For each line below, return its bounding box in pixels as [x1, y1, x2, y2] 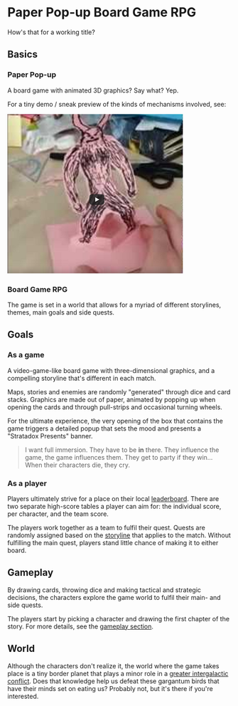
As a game [7, 350, 45, 360]
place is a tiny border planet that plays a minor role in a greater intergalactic [7, 669, 229, 678]
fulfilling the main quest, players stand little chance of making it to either [7, 538, 219, 547]
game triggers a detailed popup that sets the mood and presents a [7, 424, 201, 433]
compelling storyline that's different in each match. [7, 374, 156, 382]
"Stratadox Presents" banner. [7, 431, 93, 440]
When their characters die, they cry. [24, 460, 130, 469]
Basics [7, 48, 38, 60]
